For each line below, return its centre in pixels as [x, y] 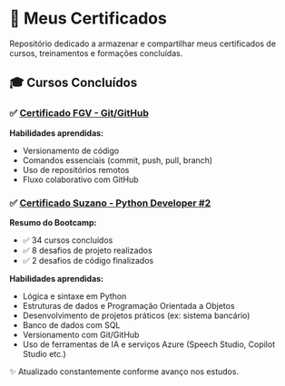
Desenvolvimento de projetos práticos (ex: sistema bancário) [136, 315]
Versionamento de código [71, 150]
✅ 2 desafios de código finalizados [88, 260]
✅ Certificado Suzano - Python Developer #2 [110, 203]
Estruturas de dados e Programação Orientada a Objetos [128, 305]
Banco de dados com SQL [71, 324]
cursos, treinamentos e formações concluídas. [96, 53]
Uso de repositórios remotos [76, 169]
